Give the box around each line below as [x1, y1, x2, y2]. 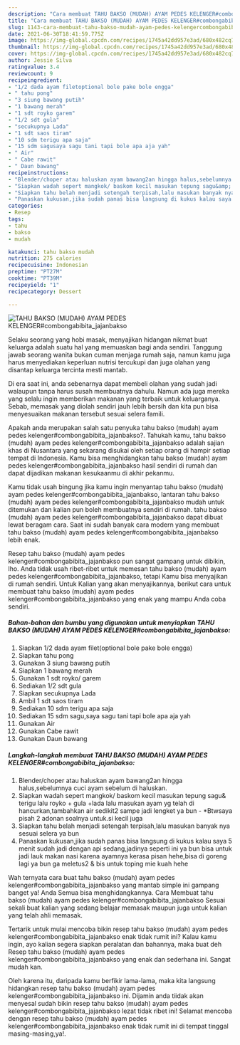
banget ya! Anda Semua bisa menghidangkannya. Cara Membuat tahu [8, 888, 214, 897]
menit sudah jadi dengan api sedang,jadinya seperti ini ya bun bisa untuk [18, 844, 232, 853]
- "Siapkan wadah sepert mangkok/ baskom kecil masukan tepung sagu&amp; [8, 182, 232, 189]
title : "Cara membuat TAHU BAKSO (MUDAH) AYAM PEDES [8, 17, 168, 24]
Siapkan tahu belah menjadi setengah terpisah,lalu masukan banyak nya [18, 821, 231, 830]
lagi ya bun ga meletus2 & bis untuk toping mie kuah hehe [18, 859, 189, 868]
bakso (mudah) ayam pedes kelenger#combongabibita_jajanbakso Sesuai [8, 896, 226, 905]
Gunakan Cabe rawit [18, 727, 79, 735]
